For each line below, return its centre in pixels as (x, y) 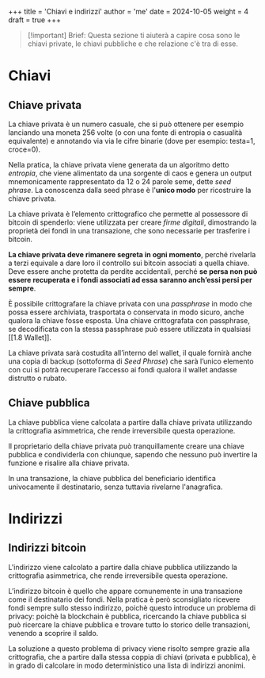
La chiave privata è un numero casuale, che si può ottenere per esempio (126, 124)
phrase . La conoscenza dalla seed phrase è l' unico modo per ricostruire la (130, 190)
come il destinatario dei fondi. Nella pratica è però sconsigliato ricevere (124, 599)
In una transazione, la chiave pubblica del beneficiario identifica (112, 478)
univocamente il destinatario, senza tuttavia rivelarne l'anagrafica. (115, 487)
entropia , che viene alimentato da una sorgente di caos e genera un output (130, 173)
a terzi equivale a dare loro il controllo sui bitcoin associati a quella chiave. (129, 263)
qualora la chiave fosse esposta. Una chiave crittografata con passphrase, (129, 320)
